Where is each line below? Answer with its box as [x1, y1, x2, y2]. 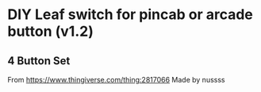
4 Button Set [7, 54, 71, 67]
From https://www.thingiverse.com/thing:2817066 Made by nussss [7, 75, 225, 84]
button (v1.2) [7, 22, 94, 40]
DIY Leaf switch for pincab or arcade [7, 6, 253, 24]
